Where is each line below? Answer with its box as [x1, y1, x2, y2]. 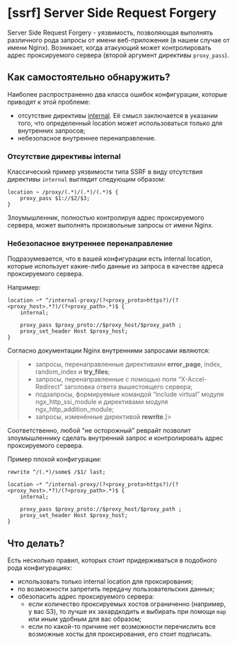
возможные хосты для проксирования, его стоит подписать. [28, 630, 212, 639]
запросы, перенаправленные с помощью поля [35, 375, 177, 384]
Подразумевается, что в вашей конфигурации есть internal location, [7, 254, 213, 263]
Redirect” [35, 383, 63, 391]
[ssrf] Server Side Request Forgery [7, 5, 217, 21]
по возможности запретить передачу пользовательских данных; [17, 585, 215, 593]
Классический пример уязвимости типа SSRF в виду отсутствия [7, 167, 203, 176]
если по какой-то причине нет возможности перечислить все [28, 622, 216, 631]
